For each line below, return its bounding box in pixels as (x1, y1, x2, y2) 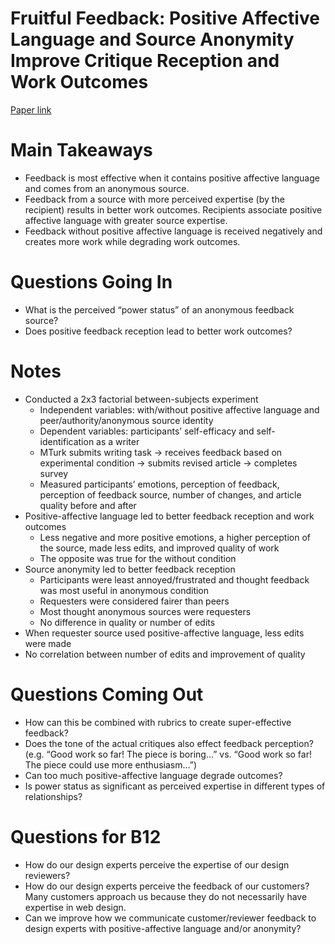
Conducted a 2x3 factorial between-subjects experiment (24, 393, 259, 405)
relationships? (24, 790, 83, 802)
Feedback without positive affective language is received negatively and (24, 225, 323, 237)
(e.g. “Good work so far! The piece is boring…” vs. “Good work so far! (24, 748, 312, 760)
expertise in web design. (24, 901, 127, 913)
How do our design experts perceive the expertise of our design (24, 858, 290, 871)
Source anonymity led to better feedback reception (24, 563, 236, 575)
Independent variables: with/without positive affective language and (39, 403, 320, 416)
